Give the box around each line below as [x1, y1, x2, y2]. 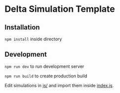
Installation [4, 23, 40, 31]
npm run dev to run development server [4, 63, 84, 69]
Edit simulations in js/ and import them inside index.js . [4, 82, 114, 88]
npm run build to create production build [4, 73, 87, 79]
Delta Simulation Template [4, 3, 115, 15]
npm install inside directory [4, 36, 62, 42]
